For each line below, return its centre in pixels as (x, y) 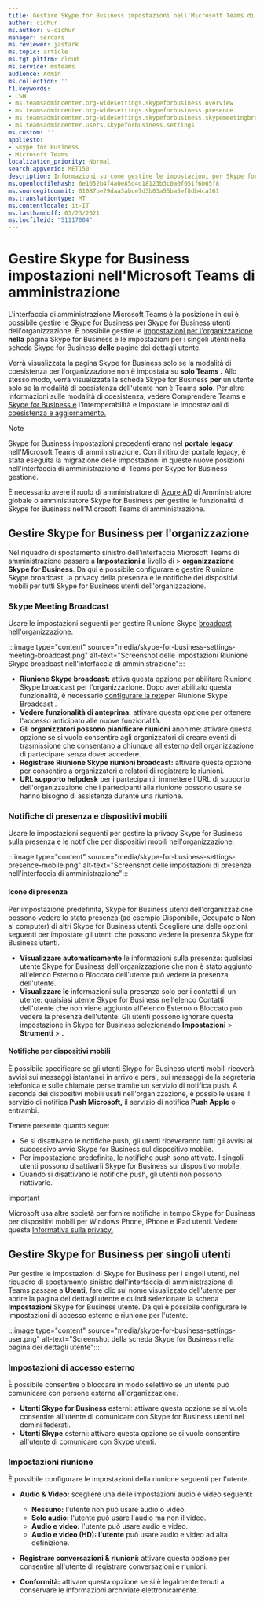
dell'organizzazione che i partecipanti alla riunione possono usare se (130, 788)
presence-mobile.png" (45, 865)
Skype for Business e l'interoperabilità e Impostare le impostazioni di (119, 405)
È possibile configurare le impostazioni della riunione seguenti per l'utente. (129, 1479)
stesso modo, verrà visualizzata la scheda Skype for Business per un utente (131, 380)
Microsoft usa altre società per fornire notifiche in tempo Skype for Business (132, 1213)
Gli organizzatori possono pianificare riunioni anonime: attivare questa (136, 729)
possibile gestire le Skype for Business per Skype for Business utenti (119, 322)
